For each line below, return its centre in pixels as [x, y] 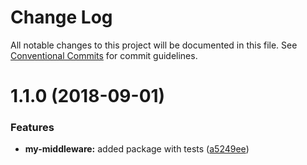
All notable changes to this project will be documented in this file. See [154, 45]
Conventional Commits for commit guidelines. [104, 55]
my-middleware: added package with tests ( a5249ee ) [137, 149]
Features [32, 128]
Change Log [61, 17]
